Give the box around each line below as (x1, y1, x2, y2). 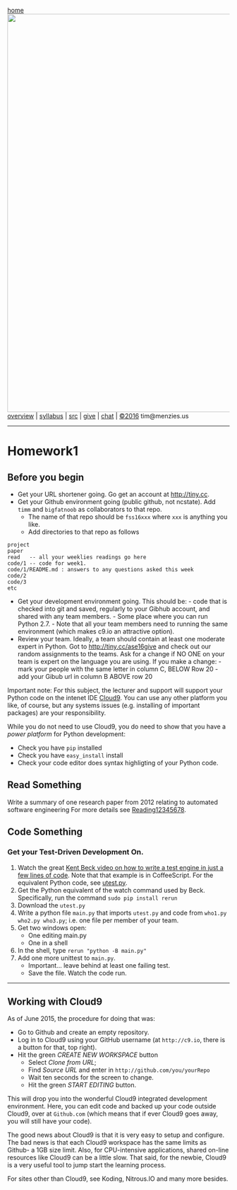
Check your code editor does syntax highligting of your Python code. (17, 759, 219, 767)
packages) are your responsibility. (7, 709, 107, 717)
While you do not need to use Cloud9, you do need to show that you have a (7, 722, 226, 731)
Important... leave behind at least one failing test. (28, 961, 171, 969)
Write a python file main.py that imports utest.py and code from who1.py (17, 908, 227, 917)
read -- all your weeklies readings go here (7, 554, 147, 561)
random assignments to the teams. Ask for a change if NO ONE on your (17, 650, 226, 658)
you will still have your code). (7, 1117, 92, 1126)
